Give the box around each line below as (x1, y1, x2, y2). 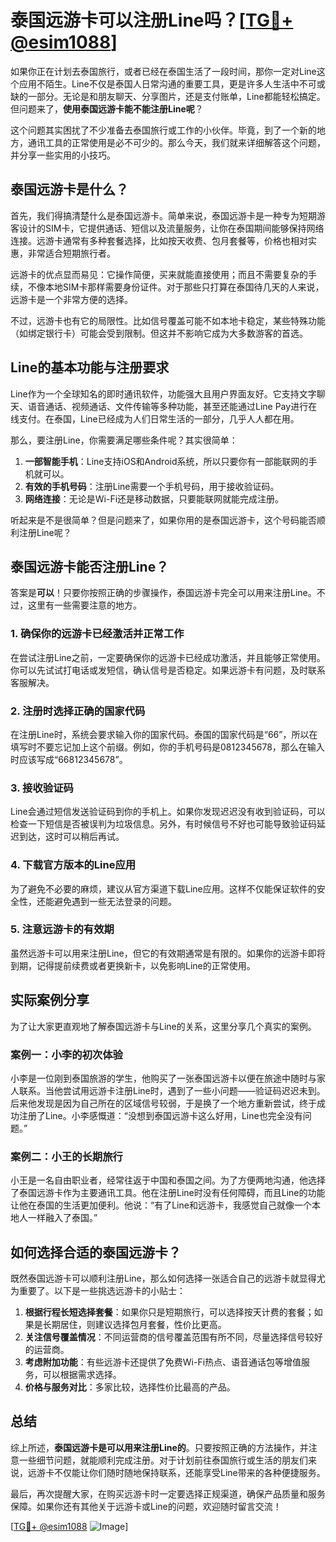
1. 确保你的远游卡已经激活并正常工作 (10, 627, 185, 641)
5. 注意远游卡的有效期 (10, 922, 115, 936)
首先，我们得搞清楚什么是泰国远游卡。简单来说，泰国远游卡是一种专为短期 (10, 209, 317, 221)
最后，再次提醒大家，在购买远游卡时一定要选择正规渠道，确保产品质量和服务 (10, 1487, 326, 1500)
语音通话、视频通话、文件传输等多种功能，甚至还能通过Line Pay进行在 (27, 400, 318, 412)
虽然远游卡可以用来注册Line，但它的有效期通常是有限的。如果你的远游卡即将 (10, 947, 326, 959)
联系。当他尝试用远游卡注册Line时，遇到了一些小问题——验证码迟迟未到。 (18, 1084, 326, 1096)
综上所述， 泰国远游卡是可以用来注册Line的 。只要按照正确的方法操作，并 (10, 1441, 309, 1453)
